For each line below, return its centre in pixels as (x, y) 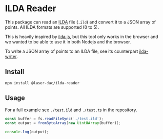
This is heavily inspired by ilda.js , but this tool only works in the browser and (82, 37)
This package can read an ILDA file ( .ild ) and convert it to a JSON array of (81, 22)
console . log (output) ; (27, 132)
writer (11, 56)
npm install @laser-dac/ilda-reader (42, 83)
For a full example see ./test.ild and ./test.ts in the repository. (71, 110)
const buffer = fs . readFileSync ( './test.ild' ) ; (54, 119)
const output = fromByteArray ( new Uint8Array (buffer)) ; (63, 123)
